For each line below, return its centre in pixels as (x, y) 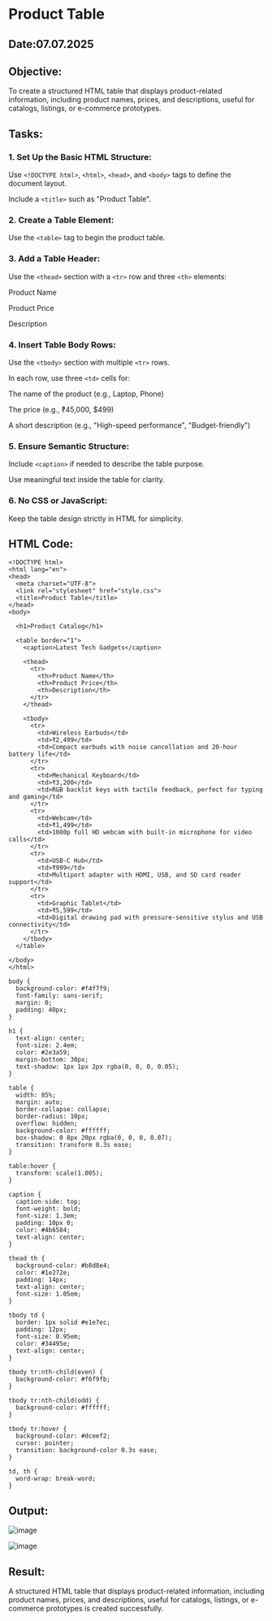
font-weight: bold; (49, 1209)
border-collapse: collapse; (63, 1110)
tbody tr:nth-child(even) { (56, 1373)
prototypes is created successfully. (105, 1608)
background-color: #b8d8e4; (63, 1266)
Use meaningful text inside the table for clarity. (86, 480)
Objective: (35, 71)
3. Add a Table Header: (54, 259)
